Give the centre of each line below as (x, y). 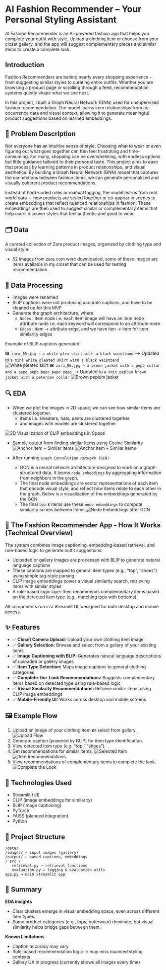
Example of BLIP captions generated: (43, 344)
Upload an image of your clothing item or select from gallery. (75, 730)
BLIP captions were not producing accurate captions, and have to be (82, 303)
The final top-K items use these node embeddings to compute (81, 504)
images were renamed (35, 297)
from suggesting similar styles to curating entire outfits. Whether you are (79, 82)
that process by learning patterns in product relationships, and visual (75, 167)
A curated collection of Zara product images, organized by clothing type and (83, 244)
